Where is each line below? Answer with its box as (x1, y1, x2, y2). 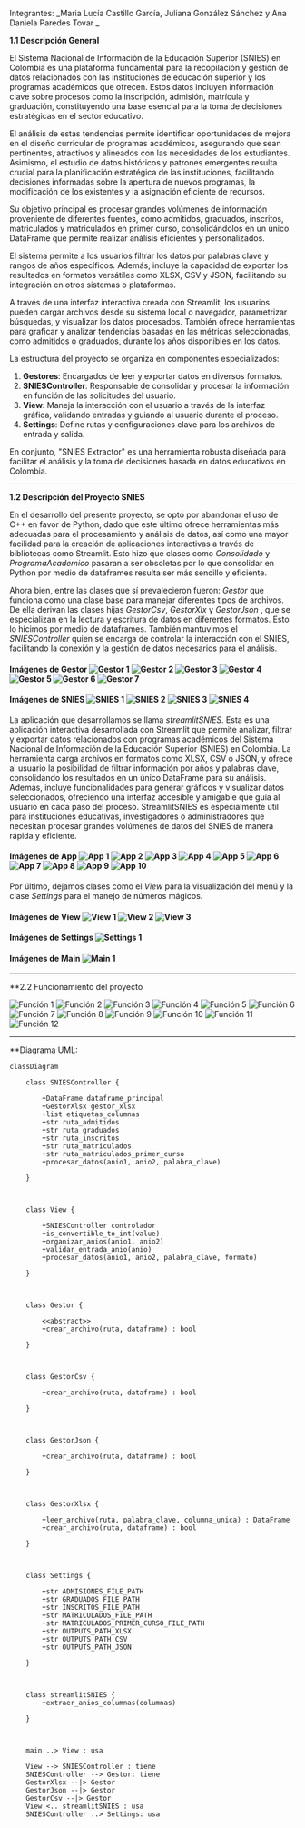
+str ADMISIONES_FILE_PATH (42, 1587, 144, 1596)
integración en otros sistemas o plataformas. (9, 279, 177, 290)
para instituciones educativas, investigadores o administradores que (9, 811, 265, 822)
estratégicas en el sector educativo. (9, 111, 143, 121)
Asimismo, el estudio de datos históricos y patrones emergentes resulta (9, 157, 278, 167)
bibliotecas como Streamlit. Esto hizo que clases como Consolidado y (9, 548, 271, 558)
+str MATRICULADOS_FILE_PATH (42, 1611, 152, 1621)
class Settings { (25, 1572, 92, 1581)
